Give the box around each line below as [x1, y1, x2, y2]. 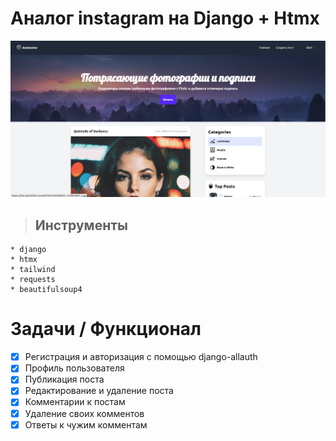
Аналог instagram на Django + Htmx [10, 7, 320, 30]
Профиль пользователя [24, 362, 125, 374]
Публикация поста [24, 373, 105, 386]
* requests [10, 275, 56, 285]
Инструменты [34, 217, 128, 234]
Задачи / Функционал [10, 318, 202, 341]
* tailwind [10, 265, 56, 275]
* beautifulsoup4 [10, 285, 83, 295]
